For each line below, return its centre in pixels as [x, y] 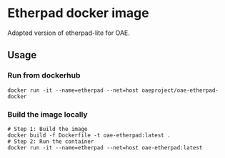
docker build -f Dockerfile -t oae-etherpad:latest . [89, 135]
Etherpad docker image [78, 13]
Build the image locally [47, 114]
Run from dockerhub [44, 75]
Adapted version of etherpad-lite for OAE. [69, 33]
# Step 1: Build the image [47, 129]
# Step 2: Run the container [51, 141]
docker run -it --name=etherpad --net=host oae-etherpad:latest [105, 147]
